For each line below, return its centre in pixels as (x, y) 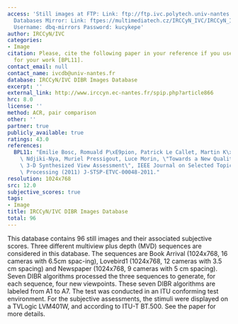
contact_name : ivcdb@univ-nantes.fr (61, 73)
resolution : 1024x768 (39, 179)
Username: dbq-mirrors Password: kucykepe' (79, 27)
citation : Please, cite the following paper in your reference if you (114, 54)
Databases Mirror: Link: (50, 21)
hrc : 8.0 (20, 100)
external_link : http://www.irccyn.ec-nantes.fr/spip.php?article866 (110, 93)
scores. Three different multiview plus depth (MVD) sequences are (104, 246)
